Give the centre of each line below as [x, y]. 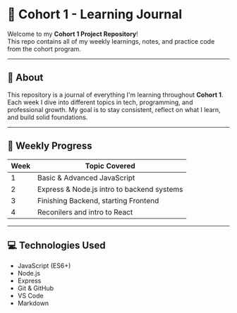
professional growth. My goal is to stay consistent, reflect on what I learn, [114, 109]
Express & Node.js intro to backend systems [110, 189]
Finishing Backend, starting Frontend [98, 200]
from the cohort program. [44, 49]
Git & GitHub [36, 288]
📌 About [25, 78]
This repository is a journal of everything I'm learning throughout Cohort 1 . [115, 94]
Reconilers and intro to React [85, 212]
